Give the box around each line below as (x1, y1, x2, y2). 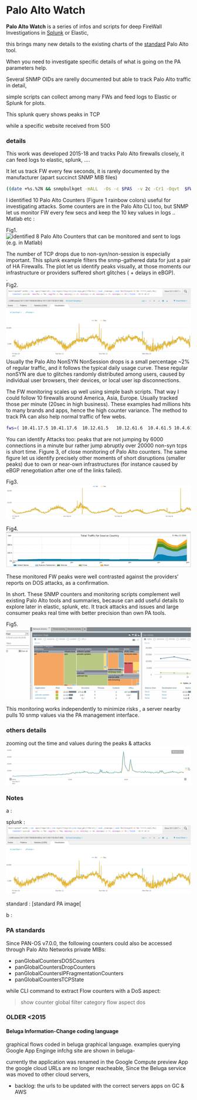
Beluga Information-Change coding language (6, 1028, 119, 1035)
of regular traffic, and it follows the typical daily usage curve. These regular (6, 365, 188, 372)
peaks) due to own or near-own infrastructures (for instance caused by (6, 461, 178, 468)
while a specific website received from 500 (6, 122, 110, 129)
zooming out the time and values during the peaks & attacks (6, 740, 151, 747)
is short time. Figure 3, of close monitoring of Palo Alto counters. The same (6, 448, 188, 455)
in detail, (6, 81, 27, 88)
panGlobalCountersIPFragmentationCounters (14, 969, 124, 976)
